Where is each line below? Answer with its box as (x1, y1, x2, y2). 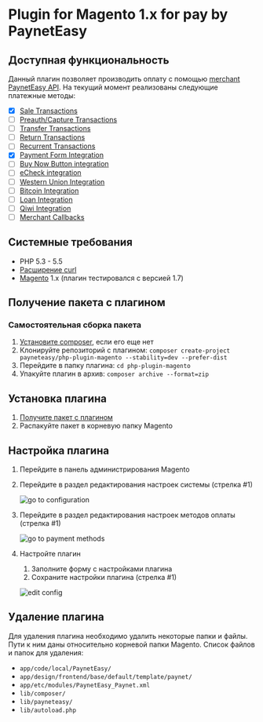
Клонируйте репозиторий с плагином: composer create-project (19, 345, 231, 355)
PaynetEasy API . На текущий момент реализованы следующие (8, 82, 218, 92)
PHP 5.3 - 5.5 (19, 257, 63, 266)
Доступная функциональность (8, 53, 170, 67)
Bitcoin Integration (19, 186, 79, 195)
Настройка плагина (8, 443, 110, 457)
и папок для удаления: (8, 647, 84, 657)
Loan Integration (19, 195, 73, 204)
